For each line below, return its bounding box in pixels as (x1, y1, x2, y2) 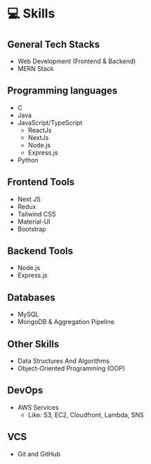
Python (17, 155, 39, 164)
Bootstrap (17, 224, 46, 233)
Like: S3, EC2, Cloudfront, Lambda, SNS (27, 411, 144, 419)
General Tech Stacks (7, 38, 100, 50)
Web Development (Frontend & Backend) (17, 57, 136, 65)
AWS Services (17, 403, 59, 411)
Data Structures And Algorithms (17, 356, 110, 366)
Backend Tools (7, 245, 74, 257)
